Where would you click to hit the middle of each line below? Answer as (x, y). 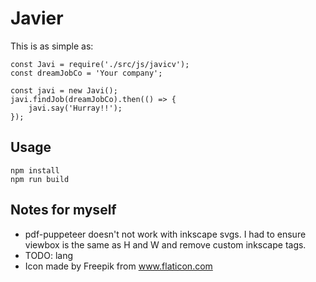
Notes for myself (63, 210)
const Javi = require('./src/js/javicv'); (100, 64)
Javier (37, 18)
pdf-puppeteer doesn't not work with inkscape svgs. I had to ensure (165, 234)
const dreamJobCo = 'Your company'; (86, 73)
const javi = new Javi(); (64, 90)
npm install (35, 170)
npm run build (40, 179)
